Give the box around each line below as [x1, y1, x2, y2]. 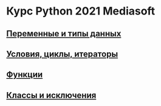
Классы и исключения [6, 90, 97, 101]
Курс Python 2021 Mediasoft [6, 4, 156, 18]
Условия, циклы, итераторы [6, 48, 118, 59]
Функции [6, 70, 43, 80]
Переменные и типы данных [6, 28, 122, 39]
